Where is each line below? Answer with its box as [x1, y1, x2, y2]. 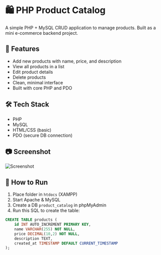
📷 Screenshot [5, 147, 51, 156]
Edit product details [12, 69, 53, 75]
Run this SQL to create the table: [12, 208, 80, 214]
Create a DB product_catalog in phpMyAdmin [12, 202, 107, 208]
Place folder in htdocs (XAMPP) [12, 191, 78, 197]
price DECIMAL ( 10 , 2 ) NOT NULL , [14, 231, 80, 236]
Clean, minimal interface [12, 79, 63, 85]
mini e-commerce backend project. [5, 30, 78, 36]
